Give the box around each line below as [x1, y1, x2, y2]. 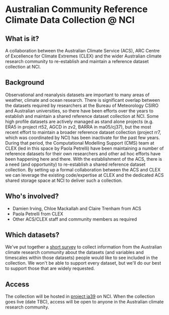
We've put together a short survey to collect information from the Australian [5, 244, 162, 250]
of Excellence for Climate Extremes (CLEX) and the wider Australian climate [5, 53, 162, 59]
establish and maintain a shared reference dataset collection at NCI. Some [5, 113, 159, 119]
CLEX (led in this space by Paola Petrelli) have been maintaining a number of [5, 145, 164, 151]
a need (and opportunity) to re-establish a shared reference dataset [5, 161, 146, 167]
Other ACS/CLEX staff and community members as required [12, 216, 137, 222]
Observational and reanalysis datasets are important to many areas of [5, 92, 150, 98]
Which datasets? [5, 231, 59, 239]
